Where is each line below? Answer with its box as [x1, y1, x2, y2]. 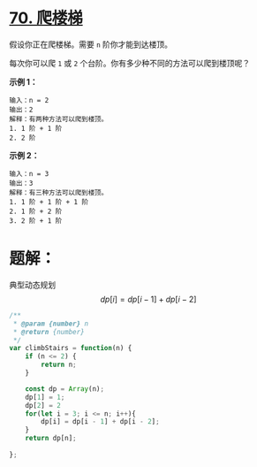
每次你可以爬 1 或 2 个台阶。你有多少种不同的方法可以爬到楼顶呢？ [9, 57, 251, 68]
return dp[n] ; [25, 434, 77, 443]
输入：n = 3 [9, 169, 49, 178]
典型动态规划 [9, 279, 56, 290]
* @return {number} [12, 327, 86, 336]
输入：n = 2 [9, 96, 49, 104]
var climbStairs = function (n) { [9, 344, 132, 353]
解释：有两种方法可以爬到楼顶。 [9, 114, 109, 124]
